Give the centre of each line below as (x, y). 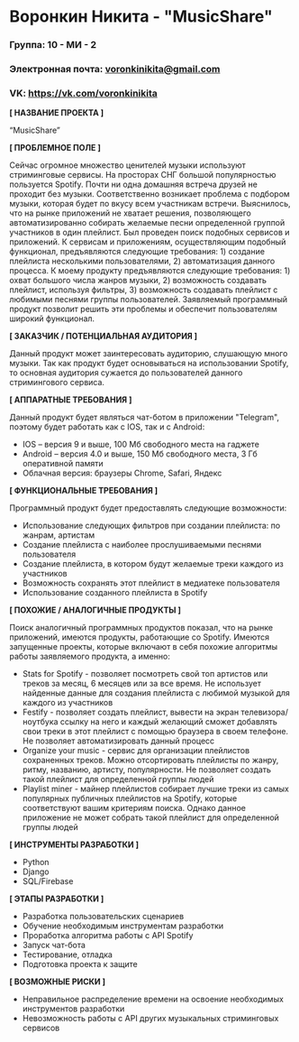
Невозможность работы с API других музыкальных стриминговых (150, 1019)
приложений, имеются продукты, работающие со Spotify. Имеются (140, 637)
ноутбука (40, 722)
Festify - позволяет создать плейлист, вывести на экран (131, 712)
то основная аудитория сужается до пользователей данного (126, 373)
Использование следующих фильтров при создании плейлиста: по (151, 526)
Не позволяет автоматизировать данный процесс (118, 741)
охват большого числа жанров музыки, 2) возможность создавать (138, 281)
